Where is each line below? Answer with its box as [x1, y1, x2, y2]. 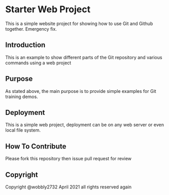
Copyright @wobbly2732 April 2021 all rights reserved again [5, 184, 132, 190]
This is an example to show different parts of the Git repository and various [5, 54, 162, 60]
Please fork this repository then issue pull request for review [5, 156, 132, 162]
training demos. [5, 93, 38, 100]
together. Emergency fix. [5, 26, 57, 32]
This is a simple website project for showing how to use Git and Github [5, 20, 153, 27]
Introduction [5, 41, 46, 50]
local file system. [5, 127, 41, 133]
